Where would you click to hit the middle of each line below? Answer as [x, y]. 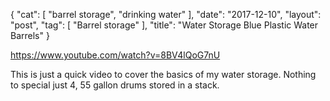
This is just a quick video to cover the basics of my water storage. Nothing [163, 74]
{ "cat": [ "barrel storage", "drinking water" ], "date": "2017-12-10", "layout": [166, 14]
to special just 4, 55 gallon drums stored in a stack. [115, 85]
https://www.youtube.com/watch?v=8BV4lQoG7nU [115, 55]
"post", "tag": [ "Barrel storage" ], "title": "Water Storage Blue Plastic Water [164, 25]
